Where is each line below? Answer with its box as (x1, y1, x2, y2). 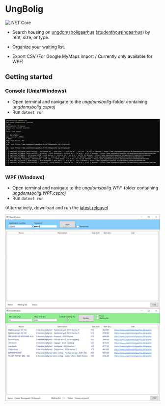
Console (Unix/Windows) (5, 87, 67, 94)
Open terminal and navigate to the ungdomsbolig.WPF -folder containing (12, 185, 159, 191)
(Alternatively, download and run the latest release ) (5, 204, 109, 210)
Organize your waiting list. (12, 44, 65, 50)
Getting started (5, 73, 53, 81)
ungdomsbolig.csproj (12, 104, 55, 110)
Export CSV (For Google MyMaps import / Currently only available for (12, 53, 153, 59)
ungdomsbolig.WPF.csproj (12, 190, 66, 196)
